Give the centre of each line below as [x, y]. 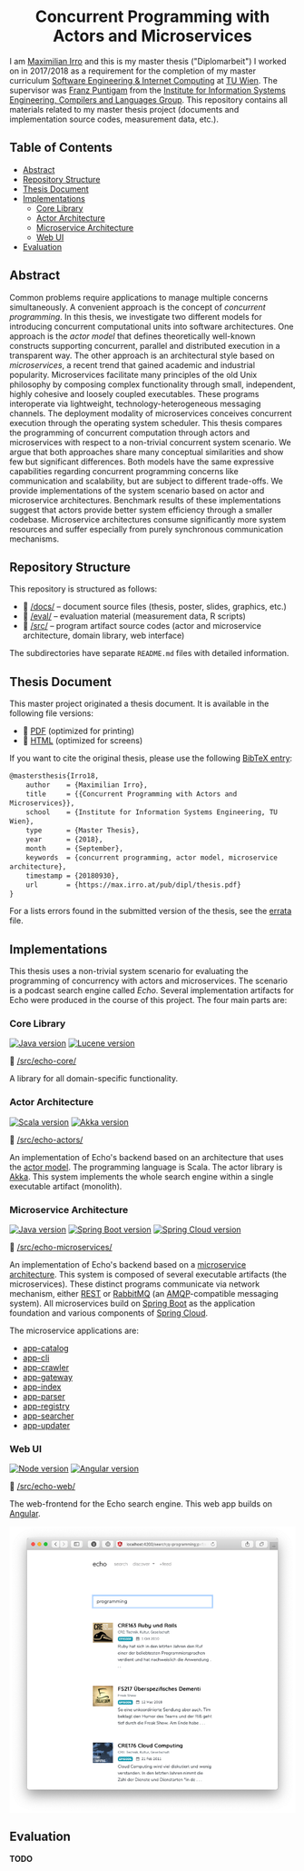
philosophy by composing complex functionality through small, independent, [152, 384]
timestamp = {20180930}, [73, 876]
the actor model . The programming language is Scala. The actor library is [146, 1167]
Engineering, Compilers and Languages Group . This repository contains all [148, 100]
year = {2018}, [64, 840]
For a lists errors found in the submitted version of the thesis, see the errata [151, 911]
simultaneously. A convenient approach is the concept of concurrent [137, 307]
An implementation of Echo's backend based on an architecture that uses [147, 1157]
